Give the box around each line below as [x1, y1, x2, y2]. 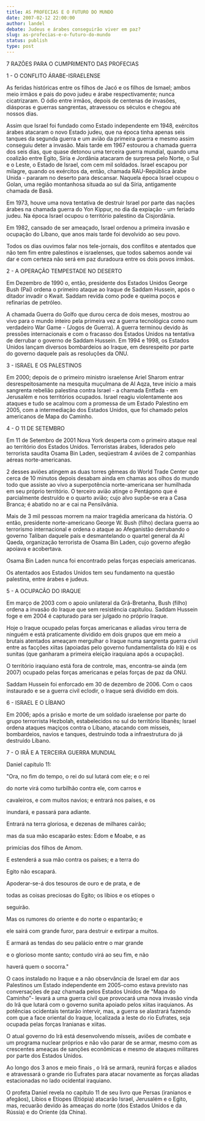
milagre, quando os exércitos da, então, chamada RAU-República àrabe [6, 167, 187, 175]
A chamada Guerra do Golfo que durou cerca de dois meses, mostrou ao [6, 311, 190, 318]
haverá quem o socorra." [6, 963, 69, 970]
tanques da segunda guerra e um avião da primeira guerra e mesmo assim [6, 134, 195, 142]
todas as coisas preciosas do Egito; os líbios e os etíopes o [6, 891, 155, 899]
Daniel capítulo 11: [6, 761, 52, 768]
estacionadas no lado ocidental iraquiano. [6, 1077, 112, 1084]
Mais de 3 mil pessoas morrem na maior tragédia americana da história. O [6, 512, 193, 519]
